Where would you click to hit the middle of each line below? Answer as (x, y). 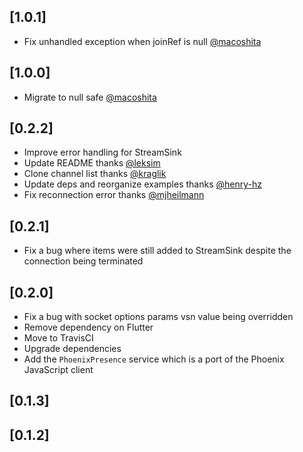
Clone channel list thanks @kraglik (95, 174)
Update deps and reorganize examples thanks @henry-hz (142, 184)
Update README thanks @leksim (92, 163)
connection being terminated (83, 261)
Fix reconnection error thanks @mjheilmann (114, 195)
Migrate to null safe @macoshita (90, 97)
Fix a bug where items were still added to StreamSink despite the (157, 251)
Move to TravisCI (58, 338)
